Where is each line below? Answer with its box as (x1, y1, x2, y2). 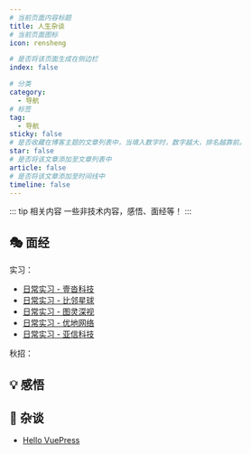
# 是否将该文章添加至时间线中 (9, 171, 106, 181)
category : (9, 88, 47, 97)
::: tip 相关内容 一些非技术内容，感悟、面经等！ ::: (9, 206, 192, 217)
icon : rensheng (9, 38, 67, 48)
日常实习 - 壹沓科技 (22, 283, 95, 294)
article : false (9, 163, 67, 172)
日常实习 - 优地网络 (22, 318, 95, 329)
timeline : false (9, 180, 70, 190)
